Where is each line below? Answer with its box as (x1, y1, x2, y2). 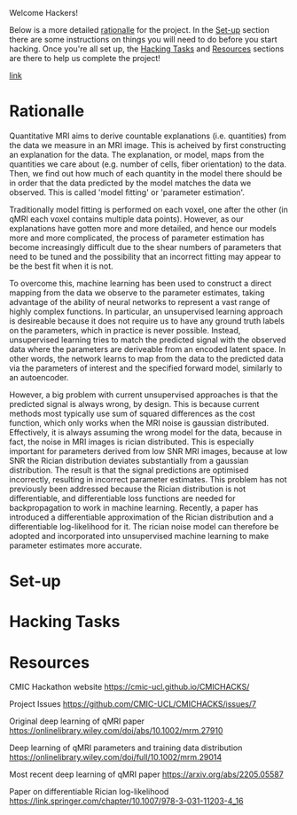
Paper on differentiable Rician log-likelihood (9, 787, 169, 797)
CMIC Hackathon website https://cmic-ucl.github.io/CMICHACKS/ (9, 682, 250, 693)
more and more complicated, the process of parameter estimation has (9, 232, 265, 243)
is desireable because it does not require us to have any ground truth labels (9, 315, 285, 326)
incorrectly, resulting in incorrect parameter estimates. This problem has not (9, 474, 287, 484)
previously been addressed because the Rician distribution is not (9, 483, 246, 494)
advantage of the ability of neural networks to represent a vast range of (9, 296, 270, 307)
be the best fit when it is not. (9, 261, 113, 271)
